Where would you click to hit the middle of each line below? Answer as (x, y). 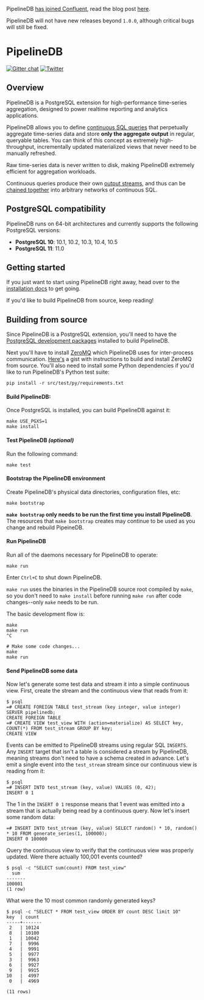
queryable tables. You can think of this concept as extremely (83, 140)
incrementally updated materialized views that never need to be (117, 146)
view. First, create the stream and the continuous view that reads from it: (97, 691)
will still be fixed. (27, 27)
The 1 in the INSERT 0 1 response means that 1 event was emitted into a (96, 804)
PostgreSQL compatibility (56, 209)
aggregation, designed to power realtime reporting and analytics (87, 109)
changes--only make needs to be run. (52, 602)
